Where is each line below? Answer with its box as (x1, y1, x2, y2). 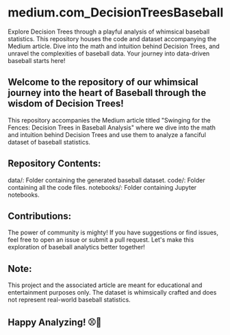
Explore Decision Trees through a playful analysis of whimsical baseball (8, 27, 210, 36)
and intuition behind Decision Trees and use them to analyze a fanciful (8, 130, 206, 138)
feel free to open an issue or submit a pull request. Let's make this (8, 236, 194, 244)
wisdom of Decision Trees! (8, 98, 124, 110)
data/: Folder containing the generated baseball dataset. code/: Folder (8, 176, 205, 184)
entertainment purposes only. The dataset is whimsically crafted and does (8, 288, 217, 297)
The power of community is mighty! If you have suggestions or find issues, (8, 228, 218, 237)
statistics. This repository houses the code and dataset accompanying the (8, 34, 217, 42)
